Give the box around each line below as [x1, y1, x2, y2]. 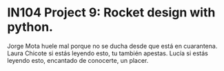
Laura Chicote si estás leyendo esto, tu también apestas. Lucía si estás [7, 49, 208, 57]
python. [7, 19, 54, 35]
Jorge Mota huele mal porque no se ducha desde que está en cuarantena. [7, 42, 218, 50]
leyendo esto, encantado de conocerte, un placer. [7, 56, 149, 64]
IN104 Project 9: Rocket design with [7, 5, 216, 20]
